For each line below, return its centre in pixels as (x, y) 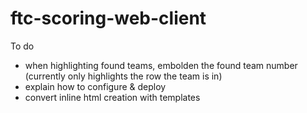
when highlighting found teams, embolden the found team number (161, 65)
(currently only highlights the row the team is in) (123, 76)
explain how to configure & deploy (95, 86)
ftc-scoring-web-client (108, 18)
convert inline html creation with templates (112, 97)
